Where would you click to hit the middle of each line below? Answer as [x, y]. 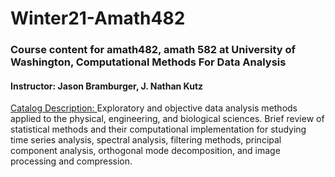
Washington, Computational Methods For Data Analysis [148, 62]
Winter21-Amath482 [98, 18]
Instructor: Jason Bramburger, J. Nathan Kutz [107, 86]
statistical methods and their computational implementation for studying [158, 129]
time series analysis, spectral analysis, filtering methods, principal [146, 140]
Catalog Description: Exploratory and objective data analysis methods [154, 108]
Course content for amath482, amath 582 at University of [153, 50]
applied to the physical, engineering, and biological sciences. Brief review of [167, 119]
